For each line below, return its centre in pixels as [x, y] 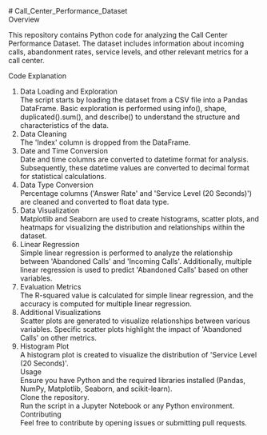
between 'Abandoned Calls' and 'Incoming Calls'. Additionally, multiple [135, 261]
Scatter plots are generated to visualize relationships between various [135, 321]
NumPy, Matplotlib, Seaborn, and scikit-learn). [96, 389]
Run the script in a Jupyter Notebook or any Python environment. [127, 406]
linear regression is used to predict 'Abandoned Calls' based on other [134, 270]
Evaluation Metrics [50, 287]
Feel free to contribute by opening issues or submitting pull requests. [133, 423]
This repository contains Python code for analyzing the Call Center [118, 35]
